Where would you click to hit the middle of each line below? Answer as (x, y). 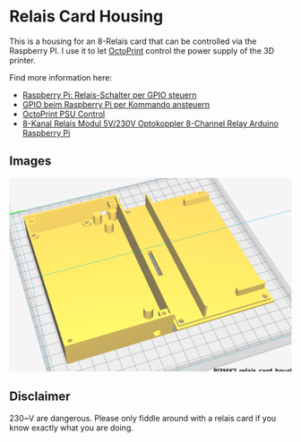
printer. (22, 60)
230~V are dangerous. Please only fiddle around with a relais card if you (143, 418)
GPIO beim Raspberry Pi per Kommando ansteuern (116, 104)
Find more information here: (60, 77)
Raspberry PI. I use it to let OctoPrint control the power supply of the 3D (142, 50)
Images (30, 161)
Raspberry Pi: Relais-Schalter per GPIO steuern (109, 95)
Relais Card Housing (86, 17)
